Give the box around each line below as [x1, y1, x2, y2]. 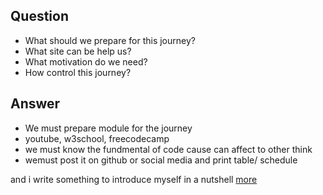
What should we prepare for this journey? [24, 34, 196, 46]
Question [10, 8, 69, 25]
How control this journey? [24, 66, 132, 78]
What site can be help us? [24, 45, 132, 57]
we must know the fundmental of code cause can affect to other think [24, 143, 313, 155]
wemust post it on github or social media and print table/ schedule [24, 154, 298, 166]
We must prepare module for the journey [24, 122, 193, 134]
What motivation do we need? [24, 55, 148, 68]
